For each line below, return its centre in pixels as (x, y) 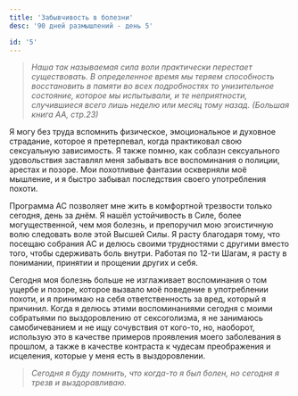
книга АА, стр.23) (65, 115)
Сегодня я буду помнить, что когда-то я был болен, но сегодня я (155, 373)
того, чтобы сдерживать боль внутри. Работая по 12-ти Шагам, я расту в (148, 253)
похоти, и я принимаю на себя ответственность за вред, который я (138, 299)
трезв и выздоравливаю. (79, 383)
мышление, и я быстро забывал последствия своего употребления (138, 179)
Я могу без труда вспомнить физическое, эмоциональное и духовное (143, 132)
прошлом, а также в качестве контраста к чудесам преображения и (140, 346)
